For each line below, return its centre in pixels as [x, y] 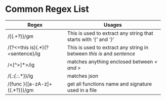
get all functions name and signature [110, 84]
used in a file [82, 90]
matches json [83, 76]
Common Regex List [47, 9]
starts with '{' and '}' [91, 39]
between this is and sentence [101, 53]
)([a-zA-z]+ [38, 84]
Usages [113, 25]
